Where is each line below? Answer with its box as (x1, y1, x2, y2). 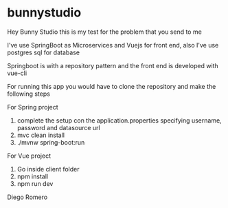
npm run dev (16, 179, 54, 187)
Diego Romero (7, 193, 48, 201)
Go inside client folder (16, 165, 80, 173)
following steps (7, 90, 50, 98)
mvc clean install (16, 131, 65, 139)
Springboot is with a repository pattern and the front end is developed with (7, 61, 218, 70)
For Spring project (7, 103, 58, 111)
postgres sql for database (7, 48, 80, 56)
